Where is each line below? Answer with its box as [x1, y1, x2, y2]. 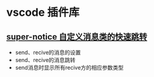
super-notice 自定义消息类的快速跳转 [6, 32, 148, 42]
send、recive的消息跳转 [15, 56, 76, 64]
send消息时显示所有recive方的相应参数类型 [15, 64, 124, 71]
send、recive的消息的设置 [15, 49, 81, 56]
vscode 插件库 [6, 5, 80, 19]
